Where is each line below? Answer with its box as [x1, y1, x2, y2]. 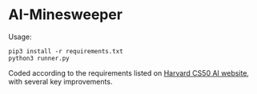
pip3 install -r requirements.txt [8, 47, 124, 55]
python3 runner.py [8, 54, 70, 62]
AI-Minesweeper [8, 6, 122, 24]
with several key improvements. [8, 76, 113, 86]
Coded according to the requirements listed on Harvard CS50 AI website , [8, 68, 250, 77]
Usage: [8, 32, 32, 41]
